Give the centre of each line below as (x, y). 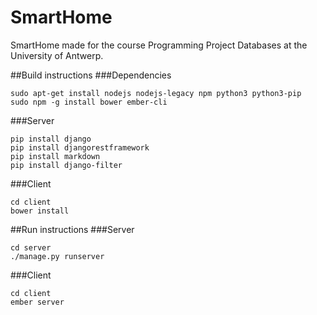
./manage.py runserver (57, 256)
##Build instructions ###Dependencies (91, 75)
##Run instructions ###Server (72, 229)
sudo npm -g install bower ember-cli (89, 102)
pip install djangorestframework (80, 147)
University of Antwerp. (57, 55)
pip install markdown (55, 156)
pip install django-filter (66, 165)
